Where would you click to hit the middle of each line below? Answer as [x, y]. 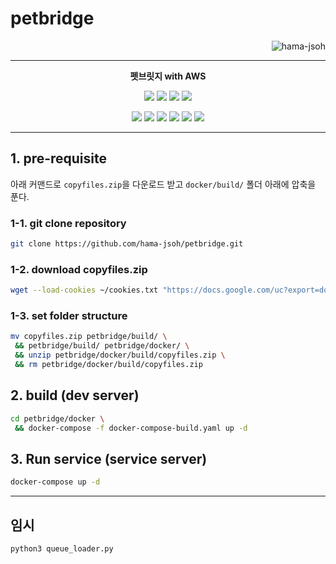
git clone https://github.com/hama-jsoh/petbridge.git [127, 244]
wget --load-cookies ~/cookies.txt [84, 290]
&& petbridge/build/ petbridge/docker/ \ [102, 346]
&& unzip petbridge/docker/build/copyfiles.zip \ [120, 355]
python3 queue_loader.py [62, 548]
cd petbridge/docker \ [57, 418]
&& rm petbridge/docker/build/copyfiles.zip [108, 365]
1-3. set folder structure [69, 316]
